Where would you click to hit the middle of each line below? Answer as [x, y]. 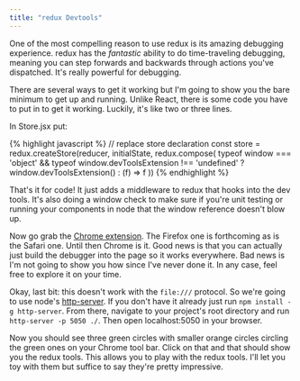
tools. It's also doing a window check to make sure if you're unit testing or [146, 199]
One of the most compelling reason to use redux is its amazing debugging [146, 43]
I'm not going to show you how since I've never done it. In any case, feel [143, 264]
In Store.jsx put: [38, 126]
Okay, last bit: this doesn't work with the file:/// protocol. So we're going [148, 291]
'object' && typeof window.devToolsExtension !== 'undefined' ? [127, 162]
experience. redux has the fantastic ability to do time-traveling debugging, [147, 53]
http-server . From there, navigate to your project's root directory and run [154, 311]
